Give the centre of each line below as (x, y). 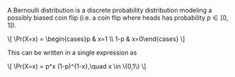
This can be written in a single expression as (72, 53)
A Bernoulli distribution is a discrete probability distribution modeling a (110, 10)
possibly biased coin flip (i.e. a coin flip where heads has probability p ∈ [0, (118, 18)
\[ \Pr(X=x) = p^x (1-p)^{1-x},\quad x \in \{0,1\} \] (77, 66)
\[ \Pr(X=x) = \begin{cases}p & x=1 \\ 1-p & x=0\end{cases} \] (96, 39)
